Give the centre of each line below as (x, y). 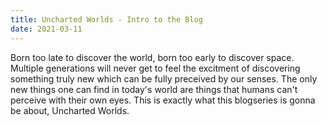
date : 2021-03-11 (46, 29)
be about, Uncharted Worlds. (70, 110)
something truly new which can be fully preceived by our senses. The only (164, 78)
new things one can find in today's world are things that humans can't (154, 89)
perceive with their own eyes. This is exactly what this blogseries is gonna (163, 100)
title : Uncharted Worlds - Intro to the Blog (106, 19)
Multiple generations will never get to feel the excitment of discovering (155, 68)
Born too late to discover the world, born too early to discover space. (152, 57)
